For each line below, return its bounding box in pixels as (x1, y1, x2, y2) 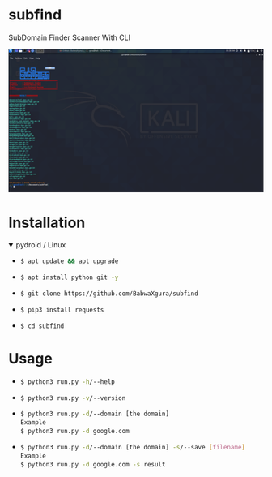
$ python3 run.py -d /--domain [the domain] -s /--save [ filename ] (19, 444, 245, 452)
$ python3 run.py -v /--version (19, 393, 126, 402)
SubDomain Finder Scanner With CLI (8, 32, 131, 42)
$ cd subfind (19, 322, 65, 330)
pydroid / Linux (15, 240, 66, 250)
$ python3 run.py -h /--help (19, 377, 115, 386)
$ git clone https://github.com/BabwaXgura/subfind (19, 290, 198, 298)
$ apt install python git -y (19, 273, 119, 281)
